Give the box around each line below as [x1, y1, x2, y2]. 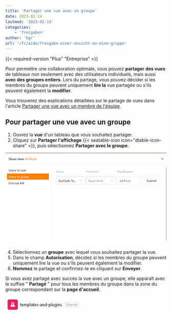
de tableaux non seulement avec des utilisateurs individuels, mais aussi [5, 71, 156, 77]
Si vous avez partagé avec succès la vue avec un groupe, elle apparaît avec [5, 275, 165, 282]
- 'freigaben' [14, 30, 45, 36]
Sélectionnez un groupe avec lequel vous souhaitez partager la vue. [12, 249, 157, 255]
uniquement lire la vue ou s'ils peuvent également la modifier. [12, 260, 142, 266]
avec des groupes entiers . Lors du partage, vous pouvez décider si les [5, 76, 156, 82]
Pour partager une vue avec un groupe [5, 118, 131, 127]
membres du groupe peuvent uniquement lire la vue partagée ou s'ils [5, 82, 152, 88]
